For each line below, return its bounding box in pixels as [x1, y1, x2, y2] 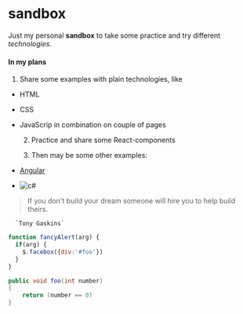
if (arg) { [15, 241, 47, 249]
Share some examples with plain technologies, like [19, 75, 183, 84]
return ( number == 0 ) [22, 291, 92, 299]
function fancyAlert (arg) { [8, 233, 100, 242]
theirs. [27, 205, 49, 214]
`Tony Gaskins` [15, 220, 65, 228]
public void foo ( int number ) [8, 276, 103, 285]
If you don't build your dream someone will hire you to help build [27, 196, 236, 206]
